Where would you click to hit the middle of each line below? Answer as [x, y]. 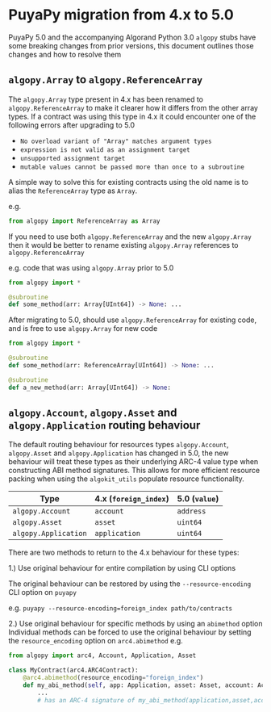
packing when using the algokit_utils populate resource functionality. [126, 479]
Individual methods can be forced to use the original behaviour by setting [130, 632]
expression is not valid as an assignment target [105, 150]
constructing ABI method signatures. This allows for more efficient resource [134, 471]
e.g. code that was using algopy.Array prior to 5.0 [91, 267]
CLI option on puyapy [42, 593]
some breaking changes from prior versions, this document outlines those [131, 45]
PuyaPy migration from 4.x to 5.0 [121, 15]
